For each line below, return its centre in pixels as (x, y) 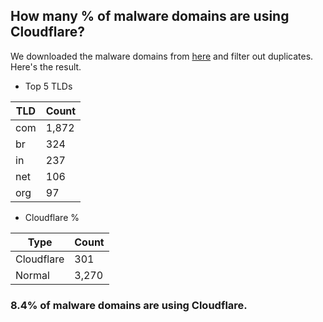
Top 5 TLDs (48, 86)
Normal (32, 275)
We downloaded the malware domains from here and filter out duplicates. (162, 56)
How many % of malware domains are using (150, 16)
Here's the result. (46, 66)
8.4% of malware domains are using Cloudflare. (129, 305)
